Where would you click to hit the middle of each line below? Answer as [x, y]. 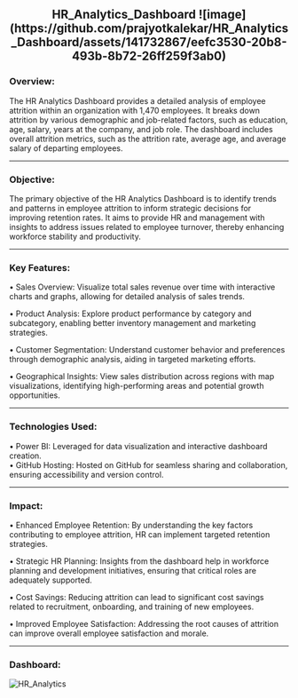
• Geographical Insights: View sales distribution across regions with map [142, 377]
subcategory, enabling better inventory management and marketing [133, 323]
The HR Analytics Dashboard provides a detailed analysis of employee [137, 100]
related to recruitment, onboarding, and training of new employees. [132, 607]
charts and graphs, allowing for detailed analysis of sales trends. [127, 297]
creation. [25, 456]
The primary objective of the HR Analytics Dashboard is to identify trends [143, 198]
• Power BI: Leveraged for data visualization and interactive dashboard [138, 446]
